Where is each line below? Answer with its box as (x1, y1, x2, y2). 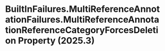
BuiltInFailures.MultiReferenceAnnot (5, 3, 160, 15)
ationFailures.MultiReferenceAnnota (5, 14, 160, 25)
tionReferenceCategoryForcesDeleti (5, 25, 159, 36)
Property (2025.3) (18, 35, 95, 47)
